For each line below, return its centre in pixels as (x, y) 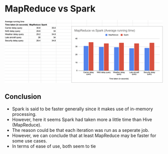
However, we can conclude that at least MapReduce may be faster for (84, 135)
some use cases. (29, 140)
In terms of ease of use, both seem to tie (54, 146)
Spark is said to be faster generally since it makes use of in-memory (82, 109)
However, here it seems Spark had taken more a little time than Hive (82, 119)
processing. (24, 114)
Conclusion (23, 97)
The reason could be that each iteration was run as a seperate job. (80, 130)
